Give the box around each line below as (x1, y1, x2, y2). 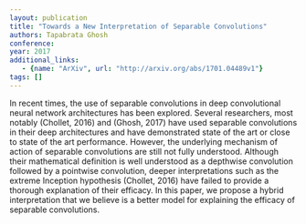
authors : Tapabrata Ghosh (9, 30, 108, 39)
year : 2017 (9, 47, 51, 56)
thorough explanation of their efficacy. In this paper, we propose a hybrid (9, 184, 284, 196)
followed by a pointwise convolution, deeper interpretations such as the (9, 165, 280, 176)
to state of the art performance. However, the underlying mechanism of (9, 136, 279, 147)
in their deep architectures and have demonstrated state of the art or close (9, 127, 290, 137)
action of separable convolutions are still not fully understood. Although (9, 146, 280, 157)
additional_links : (9, 56, 79, 65)
